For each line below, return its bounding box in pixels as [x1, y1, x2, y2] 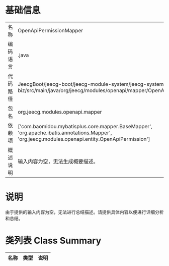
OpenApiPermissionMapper [18, 27, 83, 34]
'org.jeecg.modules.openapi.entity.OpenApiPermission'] [18, 135, 150, 142]
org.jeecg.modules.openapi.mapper [18, 108, 102, 115]
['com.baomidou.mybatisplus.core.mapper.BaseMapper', [18, 123, 152, 130]
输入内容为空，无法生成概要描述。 [18, 157, 99, 165]
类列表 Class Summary [5, 235, 102, 246]
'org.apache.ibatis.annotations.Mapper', [18, 129, 112, 136]
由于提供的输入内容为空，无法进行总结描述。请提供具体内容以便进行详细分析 [5, 209, 164, 215]
